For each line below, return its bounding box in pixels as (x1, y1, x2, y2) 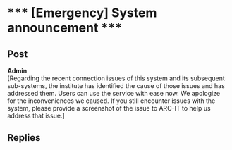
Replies (7, 132, 41, 144)
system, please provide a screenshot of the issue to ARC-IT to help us (7, 104, 211, 112)
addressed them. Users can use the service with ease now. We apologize (7, 89, 221, 97)
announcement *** (7, 20, 122, 36)
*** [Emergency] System (7, 5, 157, 21)
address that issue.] (7, 111, 65, 120)
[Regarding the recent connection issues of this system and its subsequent (7, 74, 226, 82)
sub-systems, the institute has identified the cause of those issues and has (7, 82, 226, 89)
